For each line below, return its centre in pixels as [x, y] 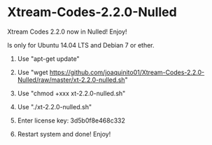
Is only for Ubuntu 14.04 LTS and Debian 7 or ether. [81, 45]
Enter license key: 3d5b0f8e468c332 [71, 120]
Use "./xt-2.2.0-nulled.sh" [55, 106]
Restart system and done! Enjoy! [64, 134]
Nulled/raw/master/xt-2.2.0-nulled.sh [71, 80]
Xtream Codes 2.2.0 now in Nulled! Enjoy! [67, 32]
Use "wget [33, 72]
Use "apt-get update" [48, 58]
